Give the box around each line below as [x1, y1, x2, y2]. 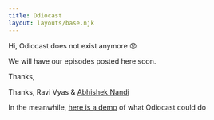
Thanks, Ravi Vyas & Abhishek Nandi [8, 87, 129, 96]
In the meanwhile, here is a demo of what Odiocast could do [8, 103, 206, 112]
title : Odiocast [8, 11, 62, 20]
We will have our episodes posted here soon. [8, 56, 157, 66]
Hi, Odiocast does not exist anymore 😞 [8, 41, 137, 50]
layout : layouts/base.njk [8, 19, 94, 27]
